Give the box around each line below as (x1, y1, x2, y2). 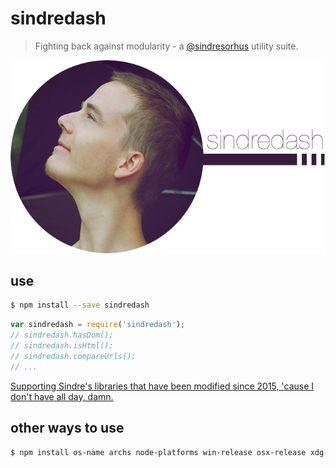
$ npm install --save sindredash (10, 300, 150, 311)
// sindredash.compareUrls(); (10, 351, 137, 361)
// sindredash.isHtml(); (10, 341, 114, 351)
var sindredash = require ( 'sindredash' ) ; (10, 320, 186, 330)
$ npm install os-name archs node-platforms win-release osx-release (10, 447, 307, 457)
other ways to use (10, 420, 125, 437)
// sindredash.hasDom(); (10, 330, 114, 341)
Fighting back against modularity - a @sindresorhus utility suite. (34, 40, 299, 52)
